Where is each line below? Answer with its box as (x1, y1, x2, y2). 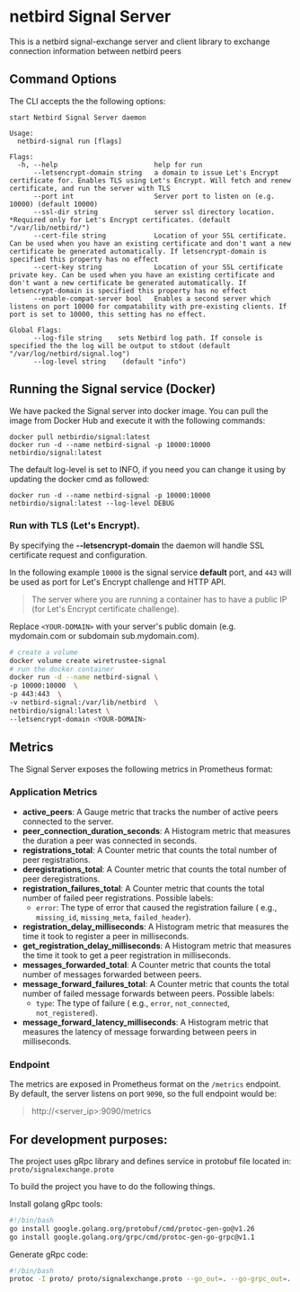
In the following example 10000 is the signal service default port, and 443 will (9, 567, 292, 578)
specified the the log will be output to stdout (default (9, 341, 231, 350)
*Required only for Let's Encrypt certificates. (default (9, 215, 231, 224)
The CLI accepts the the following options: (9, 95, 166, 106)
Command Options (9, 72, 117, 87)
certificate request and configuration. (9, 549, 148, 560)
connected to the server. (22, 816, 114, 827)
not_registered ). (35, 1007, 98, 1018)
